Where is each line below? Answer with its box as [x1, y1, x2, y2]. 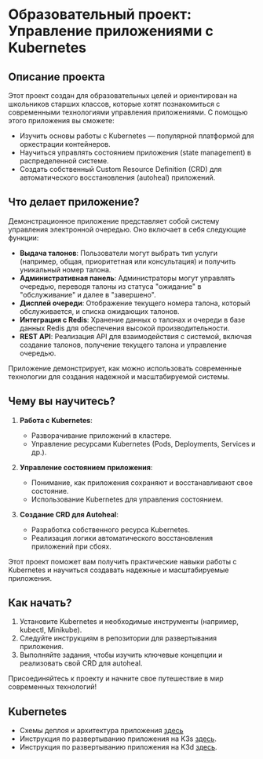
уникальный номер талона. [19, 265, 111, 274]
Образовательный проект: [8, 5, 192, 24]
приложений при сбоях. [31, 542, 111, 551]
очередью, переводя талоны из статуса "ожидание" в [19, 281, 202, 291]
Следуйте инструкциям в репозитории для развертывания [19, 633, 217, 643]
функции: [8, 233, 39, 243]
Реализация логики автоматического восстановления [31, 533, 214, 542]
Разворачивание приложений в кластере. [31, 430, 172, 440]
